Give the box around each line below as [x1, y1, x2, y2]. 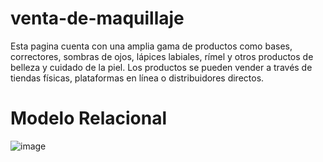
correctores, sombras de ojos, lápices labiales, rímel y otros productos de [10, 50, 314, 62]
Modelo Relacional [10, 107, 168, 130]
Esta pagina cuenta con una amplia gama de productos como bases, [10, 40, 293, 52]
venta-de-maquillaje [10, 7, 185, 30]
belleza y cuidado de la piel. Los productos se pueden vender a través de [10, 61, 313, 73]
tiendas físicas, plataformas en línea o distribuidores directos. [10, 72, 265, 84]
